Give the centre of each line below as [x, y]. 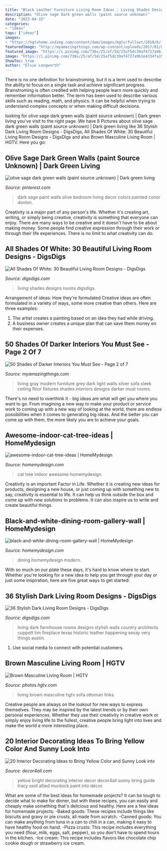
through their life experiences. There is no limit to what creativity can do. [80, 233]
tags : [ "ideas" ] [22, 33]
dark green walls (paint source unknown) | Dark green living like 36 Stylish [81, 126]
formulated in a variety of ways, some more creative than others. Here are [81, 303]
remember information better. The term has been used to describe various [81, 96]
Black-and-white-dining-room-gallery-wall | [75, 521]
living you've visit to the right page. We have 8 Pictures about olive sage [79, 121]
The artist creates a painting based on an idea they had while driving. [83, 318]
